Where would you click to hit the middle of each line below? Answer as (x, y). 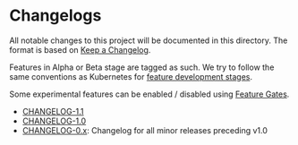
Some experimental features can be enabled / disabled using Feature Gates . (149, 94)
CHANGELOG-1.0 (54, 121)
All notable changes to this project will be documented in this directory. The (149, 40)
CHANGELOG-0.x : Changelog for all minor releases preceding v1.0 (145, 130)
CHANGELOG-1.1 (53, 111)
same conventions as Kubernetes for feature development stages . (131, 76)
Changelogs (55, 16)
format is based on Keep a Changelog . (80, 49)
